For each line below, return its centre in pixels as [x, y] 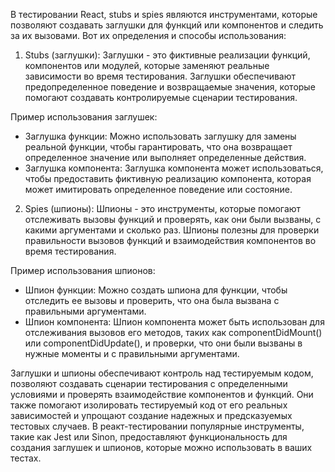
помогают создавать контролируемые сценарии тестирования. [161, 97]
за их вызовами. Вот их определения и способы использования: [148, 35]
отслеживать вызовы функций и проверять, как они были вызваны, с [173, 219]
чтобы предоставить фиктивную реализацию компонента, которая [168, 178]
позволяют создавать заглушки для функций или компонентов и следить [167, 25]
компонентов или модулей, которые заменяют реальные [147, 65]
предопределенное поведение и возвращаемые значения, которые [170, 87]
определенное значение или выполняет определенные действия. [165, 157]
